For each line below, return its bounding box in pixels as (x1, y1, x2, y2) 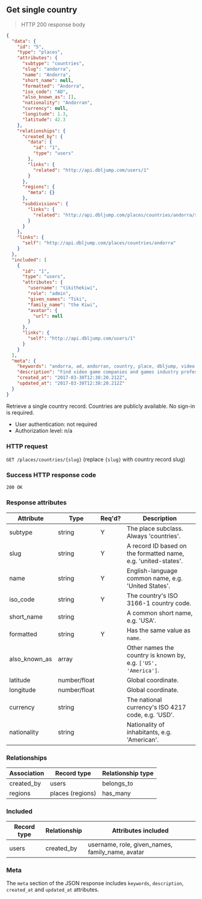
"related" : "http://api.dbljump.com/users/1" (32, 167, 149, 173)
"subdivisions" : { (22, 201, 69, 207)
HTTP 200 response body (20, 21, 86, 28)
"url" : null (32, 313, 63, 319)
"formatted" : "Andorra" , (22, 83, 85, 89)
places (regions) (50, 789, 97, 797)
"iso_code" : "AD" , (22, 89, 69, 95)
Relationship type (102, 769, 154, 777)
